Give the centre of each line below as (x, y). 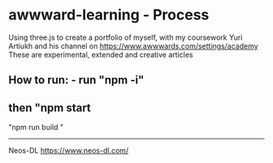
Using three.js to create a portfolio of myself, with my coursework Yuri (126, 37)
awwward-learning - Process (109, 15)
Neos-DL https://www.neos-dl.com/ (69, 151)
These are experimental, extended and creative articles (101, 54)
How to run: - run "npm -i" (76, 80)
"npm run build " (36, 127)
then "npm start (50, 107)
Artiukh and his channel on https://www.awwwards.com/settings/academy (133, 45)
